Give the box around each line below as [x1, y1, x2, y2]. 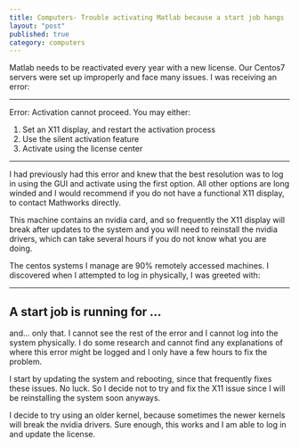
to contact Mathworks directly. [9, 197, 122, 208]
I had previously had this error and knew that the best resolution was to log [9, 169, 284, 179]
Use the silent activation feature [21, 134, 140, 145]
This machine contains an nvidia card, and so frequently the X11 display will [9, 215, 286, 226]
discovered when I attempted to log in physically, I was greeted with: [9, 270, 261, 281]
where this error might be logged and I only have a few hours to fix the [9, 347, 268, 358]
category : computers [9, 37, 86, 47]
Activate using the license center [21, 144, 143, 154]
